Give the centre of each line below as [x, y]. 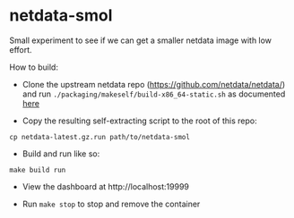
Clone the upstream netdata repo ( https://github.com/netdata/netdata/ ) [154, 84]
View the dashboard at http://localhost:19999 [106, 186]
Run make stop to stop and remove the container [111, 204]
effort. [21, 49]
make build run [38, 170]
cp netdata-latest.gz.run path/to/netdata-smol [100, 137]
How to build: [34, 67]
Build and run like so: [61, 154]
